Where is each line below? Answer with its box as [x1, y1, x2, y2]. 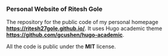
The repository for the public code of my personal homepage [6, 19, 159, 26]
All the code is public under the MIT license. [6, 43, 116, 50]
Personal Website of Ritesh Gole [6, 5, 103, 13]
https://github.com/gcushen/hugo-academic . [6, 31, 124, 39]
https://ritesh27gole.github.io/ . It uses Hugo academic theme [6, 25, 163, 32]
